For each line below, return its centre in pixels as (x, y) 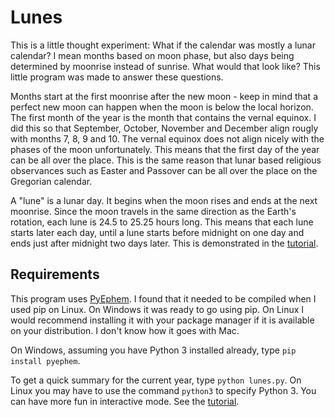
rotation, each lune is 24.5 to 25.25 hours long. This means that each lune (162, 222)
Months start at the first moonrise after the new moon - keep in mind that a (164, 96)
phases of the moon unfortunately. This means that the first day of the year (165, 149)
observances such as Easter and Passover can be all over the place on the (164, 170)
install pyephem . (45, 360)
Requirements (55, 274)
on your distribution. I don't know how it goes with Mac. (125, 330)
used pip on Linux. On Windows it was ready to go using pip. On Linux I (157, 309)
